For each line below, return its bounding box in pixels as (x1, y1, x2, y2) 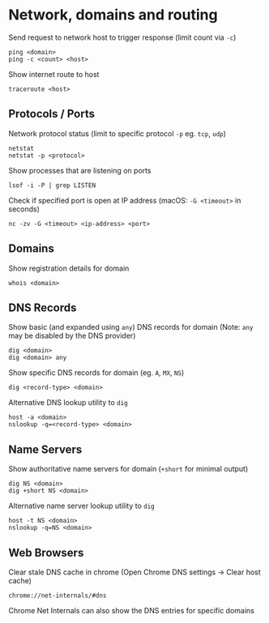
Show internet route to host (8, 69, 100, 79)
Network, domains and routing (8, 6, 218, 24)
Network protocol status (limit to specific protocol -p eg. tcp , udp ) (8, 128, 227, 139)
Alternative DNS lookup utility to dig (8, 398, 128, 408)
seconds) (8, 204, 41, 214)
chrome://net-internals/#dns (8, 591, 107, 600)
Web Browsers (8, 545, 84, 560)
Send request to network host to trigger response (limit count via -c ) (8, 32, 237, 42)
